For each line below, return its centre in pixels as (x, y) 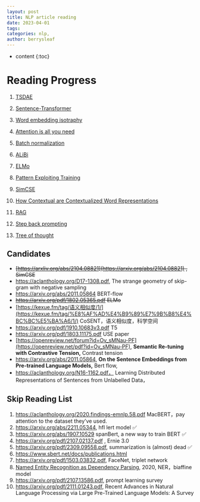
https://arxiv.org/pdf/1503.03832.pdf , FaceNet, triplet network (91, 460)
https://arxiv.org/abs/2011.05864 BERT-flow (69, 294)
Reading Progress (52, 80)
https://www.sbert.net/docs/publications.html (71, 454)
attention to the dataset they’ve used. (61, 421)
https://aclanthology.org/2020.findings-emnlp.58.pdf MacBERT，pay (100, 414)
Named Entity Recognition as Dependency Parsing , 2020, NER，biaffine (104, 467)
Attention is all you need (45, 131)
